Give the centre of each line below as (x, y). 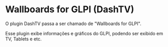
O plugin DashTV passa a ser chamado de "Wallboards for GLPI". (73, 24)
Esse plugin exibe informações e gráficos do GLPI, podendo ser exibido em (84, 33)
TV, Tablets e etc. (23, 39)
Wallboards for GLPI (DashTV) (70, 9)
